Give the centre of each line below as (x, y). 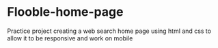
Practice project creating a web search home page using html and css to (109, 31)
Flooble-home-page (65, 12)
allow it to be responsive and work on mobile (70, 38)
